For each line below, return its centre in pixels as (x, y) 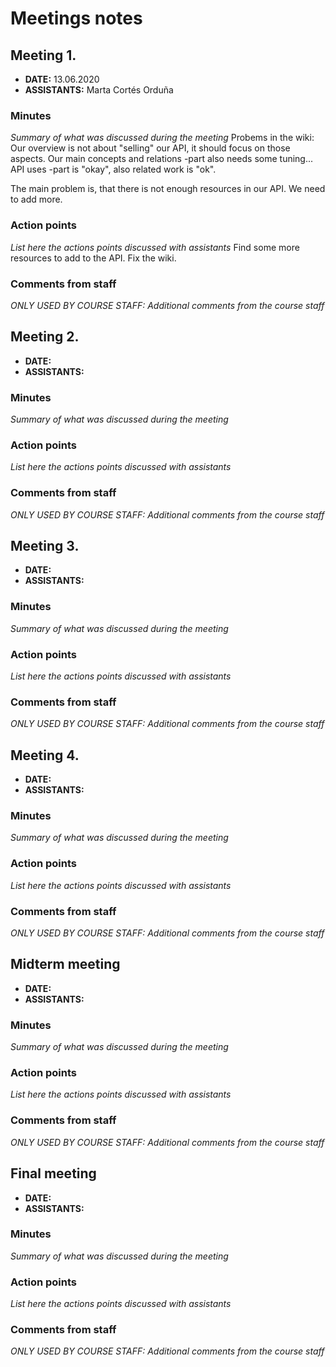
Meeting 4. (45, 755)
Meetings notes (76, 18)
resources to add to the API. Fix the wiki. (93, 258)
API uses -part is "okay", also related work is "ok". (113, 169)
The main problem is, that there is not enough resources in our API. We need (168, 189)
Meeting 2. (45, 337)
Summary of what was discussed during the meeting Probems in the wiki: (162, 138)
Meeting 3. (45, 545)
